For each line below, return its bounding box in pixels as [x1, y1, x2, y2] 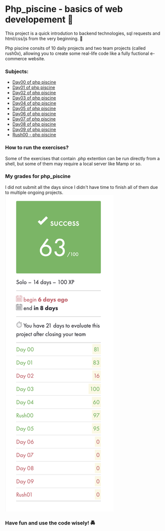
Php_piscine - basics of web [5, 3, 123, 15]
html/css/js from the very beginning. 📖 [5, 36, 83, 42]
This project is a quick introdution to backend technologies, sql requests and [5, 30, 161, 36]
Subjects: [5, 68, 29, 75]
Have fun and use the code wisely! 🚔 [5, 519, 95, 526]
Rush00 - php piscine [12, 132, 57, 138]
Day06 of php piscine [12, 111, 56, 117]
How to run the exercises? [5, 144, 69, 151]
